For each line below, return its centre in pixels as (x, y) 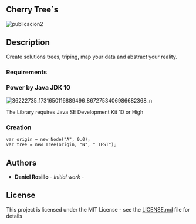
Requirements (27, 72)
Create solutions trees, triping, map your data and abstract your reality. (92, 57)
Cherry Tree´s (32, 10)
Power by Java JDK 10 (38, 88)
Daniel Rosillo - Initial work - (49, 177)
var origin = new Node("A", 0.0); (48, 140)
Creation (19, 127)
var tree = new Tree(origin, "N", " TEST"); (61, 145)
